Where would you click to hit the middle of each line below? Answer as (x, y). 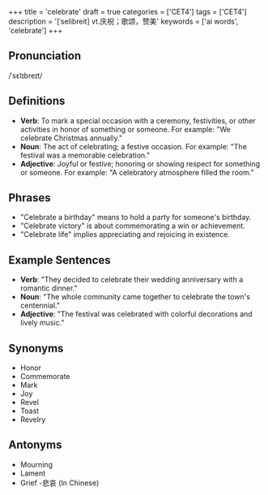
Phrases (30, 198)
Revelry (33, 420)
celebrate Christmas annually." (71, 138)
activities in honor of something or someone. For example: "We (125, 129)
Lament (33, 473)
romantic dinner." (49, 288)
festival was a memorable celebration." (85, 155)
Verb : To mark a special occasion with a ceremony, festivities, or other (138, 120)
